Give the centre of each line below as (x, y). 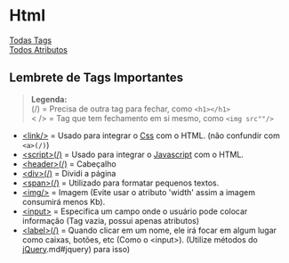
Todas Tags (30, 40)
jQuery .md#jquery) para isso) (76, 249)
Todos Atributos (39, 49)
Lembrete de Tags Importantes (96, 78)
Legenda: (49, 99)
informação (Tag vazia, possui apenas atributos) (111, 220)
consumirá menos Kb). (64, 201)
